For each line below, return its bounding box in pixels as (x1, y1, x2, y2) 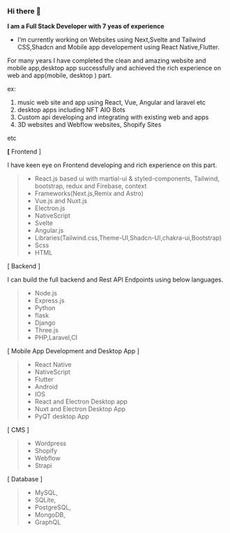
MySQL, (34, 488, 58, 497)
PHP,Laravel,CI (34, 334, 78, 342)
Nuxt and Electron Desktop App (34, 405, 126, 413)
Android (34, 383, 58, 391)
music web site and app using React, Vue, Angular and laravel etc (17, 98, 206, 107)
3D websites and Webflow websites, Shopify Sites (17, 121, 162, 129)
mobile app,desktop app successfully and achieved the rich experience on (7, 64, 222, 72)
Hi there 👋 (7, 6, 42, 16)
